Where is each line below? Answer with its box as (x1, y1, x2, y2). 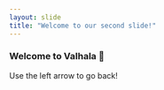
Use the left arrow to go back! (9, 70, 118, 80)
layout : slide (9, 12, 62, 22)
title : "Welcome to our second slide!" (9, 21, 157, 30)
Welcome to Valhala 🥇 (9, 50, 105, 63)
